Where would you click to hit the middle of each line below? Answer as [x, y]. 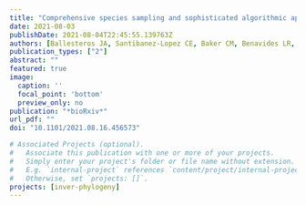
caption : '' [41, 86]
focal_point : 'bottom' [61, 94]
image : [22, 77]
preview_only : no [51, 102]
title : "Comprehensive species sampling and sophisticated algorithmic [148, 18]
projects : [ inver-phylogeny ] [65, 187]
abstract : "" [34, 60]
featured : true [38, 69]
